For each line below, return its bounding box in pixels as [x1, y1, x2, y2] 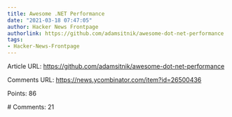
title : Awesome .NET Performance [7, 10, 105, 18]
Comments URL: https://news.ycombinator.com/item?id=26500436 [7, 76, 202, 84]
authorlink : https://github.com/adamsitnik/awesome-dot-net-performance [7, 29, 224, 37]
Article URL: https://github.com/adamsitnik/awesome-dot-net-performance [7, 62, 225, 70]
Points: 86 [7, 89, 37, 97]
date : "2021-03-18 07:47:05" [7, 17, 93, 24]
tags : [7, 36, 23, 43]
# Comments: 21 [7, 103, 55, 111]
